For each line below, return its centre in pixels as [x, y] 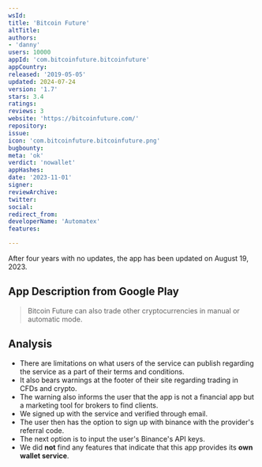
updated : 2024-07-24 [42, 82]
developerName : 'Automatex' [54, 222]
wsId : [17, 15]
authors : [22, 38]
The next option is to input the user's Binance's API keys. [112, 439]
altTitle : [24, 30]
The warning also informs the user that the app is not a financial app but [137, 397]
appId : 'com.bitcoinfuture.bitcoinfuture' [79, 60]
